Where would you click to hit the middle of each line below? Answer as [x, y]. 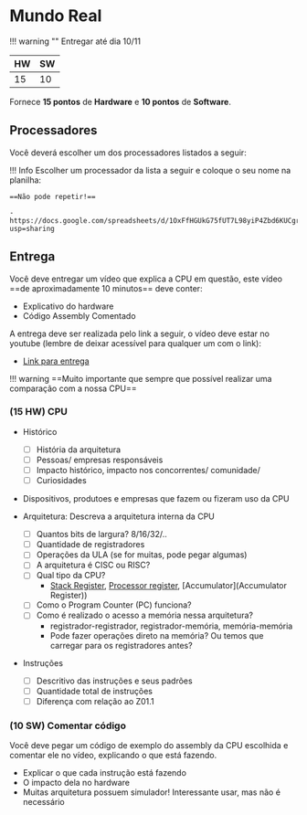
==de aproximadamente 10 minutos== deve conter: [106, 288]
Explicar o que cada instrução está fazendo [105, 773]
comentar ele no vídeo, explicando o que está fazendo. [113, 756]
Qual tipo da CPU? [71, 576]
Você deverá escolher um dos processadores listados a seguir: [128, 153]
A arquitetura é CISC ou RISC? [93, 565]
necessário [44, 802]
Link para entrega [56, 361]
